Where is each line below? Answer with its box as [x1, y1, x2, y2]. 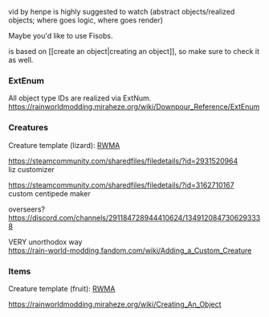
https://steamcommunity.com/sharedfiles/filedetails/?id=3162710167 [8, 180, 234, 190]
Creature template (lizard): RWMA [8, 140, 120, 150]
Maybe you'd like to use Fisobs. [8, 31, 113, 40]
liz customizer [8, 164, 55, 174]
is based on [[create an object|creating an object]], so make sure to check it [8, 47, 259, 56]
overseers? [8, 204, 46, 214]
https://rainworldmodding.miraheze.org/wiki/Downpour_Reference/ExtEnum [8, 102, 260, 112]
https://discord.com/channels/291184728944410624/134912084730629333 [8, 212, 261, 222]
